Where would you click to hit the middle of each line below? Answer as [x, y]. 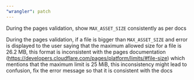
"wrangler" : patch [28, 11]
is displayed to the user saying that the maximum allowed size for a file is [94, 46]
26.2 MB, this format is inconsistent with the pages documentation [86, 52]
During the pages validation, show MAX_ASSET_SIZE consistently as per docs [96, 28]
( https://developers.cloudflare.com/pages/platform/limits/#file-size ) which [96, 58]
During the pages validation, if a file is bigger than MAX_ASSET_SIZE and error [97, 39]
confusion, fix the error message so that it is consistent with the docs [89, 70]
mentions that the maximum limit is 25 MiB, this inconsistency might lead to [96, 64]
